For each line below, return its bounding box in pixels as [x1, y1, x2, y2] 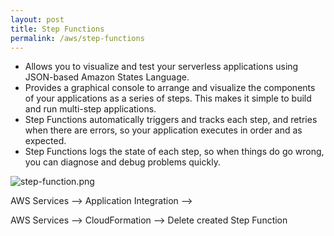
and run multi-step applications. [24, 103, 157, 115]
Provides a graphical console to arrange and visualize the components [24, 82, 316, 94]
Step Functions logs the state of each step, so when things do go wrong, [24, 146, 325, 158]
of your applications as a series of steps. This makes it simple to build [24, 92, 312, 105]
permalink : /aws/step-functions [10, 33, 145, 43]
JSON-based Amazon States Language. [24, 71, 190, 83]
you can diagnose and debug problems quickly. [24, 156, 221, 168]
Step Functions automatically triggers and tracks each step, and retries [24, 114, 318, 126]
